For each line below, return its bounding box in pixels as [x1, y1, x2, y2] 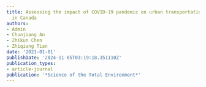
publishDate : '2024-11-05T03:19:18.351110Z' [6, 55, 122, 61]
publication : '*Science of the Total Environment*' [6, 72, 141, 78]
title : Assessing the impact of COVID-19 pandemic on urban [6, 9, 164, 15]
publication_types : [6, 60, 56, 66]
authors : [6, 20, 29, 26]
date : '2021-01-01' [6, 49, 56, 55]
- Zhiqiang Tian [6, 43, 48, 50]
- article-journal [6, 66, 53, 72]
